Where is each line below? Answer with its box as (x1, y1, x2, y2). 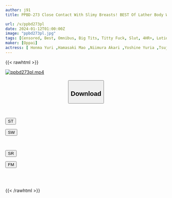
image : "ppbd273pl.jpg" (5, 31, 56, 36)
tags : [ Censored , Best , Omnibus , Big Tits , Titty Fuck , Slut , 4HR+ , (5, 36, 155, 41)
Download (71, 90, 101, 97)
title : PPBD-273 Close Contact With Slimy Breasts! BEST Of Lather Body (5, 12, 164, 17)
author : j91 (5, 7, 31, 13)
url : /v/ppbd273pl (5, 21, 45, 27)
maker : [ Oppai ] (5, 40, 38, 46)
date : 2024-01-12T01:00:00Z (5, 26, 66, 31)
